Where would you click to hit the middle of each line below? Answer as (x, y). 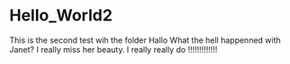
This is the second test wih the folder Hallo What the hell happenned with (145, 40)
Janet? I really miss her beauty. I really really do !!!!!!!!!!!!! (113, 49)
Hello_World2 (61, 16)
